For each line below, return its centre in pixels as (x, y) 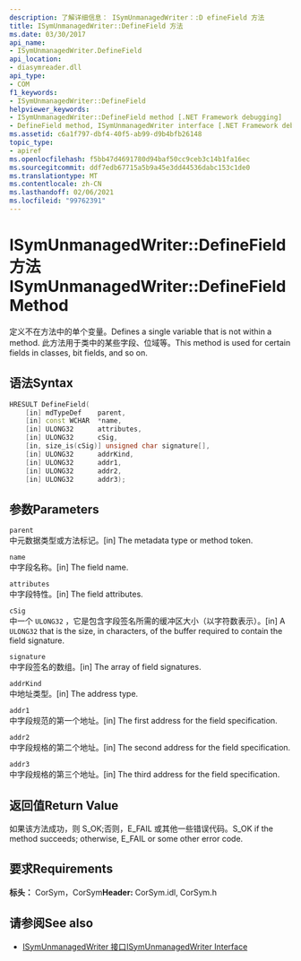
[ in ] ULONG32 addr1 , (74, 462)
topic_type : (31, 142)
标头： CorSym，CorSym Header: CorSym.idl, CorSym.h (113, 892)
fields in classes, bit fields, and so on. (78, 352)
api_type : (28, 76)
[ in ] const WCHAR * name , (74, 421)
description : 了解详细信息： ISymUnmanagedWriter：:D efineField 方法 (137, 17)
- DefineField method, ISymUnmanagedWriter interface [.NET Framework (144, 126)
